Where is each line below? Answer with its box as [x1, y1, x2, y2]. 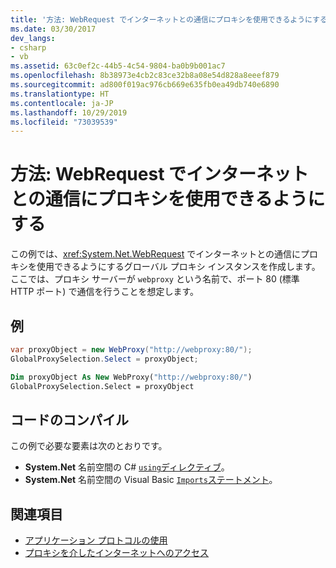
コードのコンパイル [10, 411, 129, 428]
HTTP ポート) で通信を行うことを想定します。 [10, 286, 200, 298]
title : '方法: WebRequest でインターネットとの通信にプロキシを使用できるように [10, 14, 313, 25]
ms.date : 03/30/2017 [10, 24, 97, 34]
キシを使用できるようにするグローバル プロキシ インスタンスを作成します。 [10, 261, 321, 273]
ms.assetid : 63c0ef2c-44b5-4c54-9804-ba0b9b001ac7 [10, 61, 226, 71]
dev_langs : [10, 33, 56, 43]
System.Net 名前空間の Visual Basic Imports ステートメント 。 [24, 474, 278, 486]
